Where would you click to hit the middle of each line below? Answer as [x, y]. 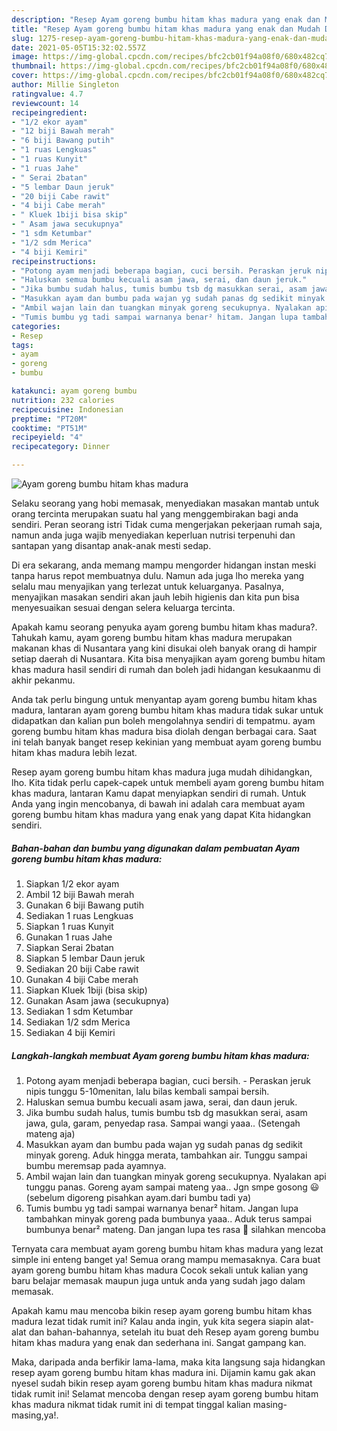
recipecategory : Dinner [61, 447]
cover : [25, 76]
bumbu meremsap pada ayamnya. [96, 1165]
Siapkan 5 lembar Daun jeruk [85, 958]
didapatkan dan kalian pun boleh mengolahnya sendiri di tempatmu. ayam [163, 720]
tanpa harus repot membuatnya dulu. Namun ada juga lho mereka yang [158, 575]
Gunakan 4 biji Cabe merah [82, 979]
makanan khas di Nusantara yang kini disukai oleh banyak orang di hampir [164, 648]
